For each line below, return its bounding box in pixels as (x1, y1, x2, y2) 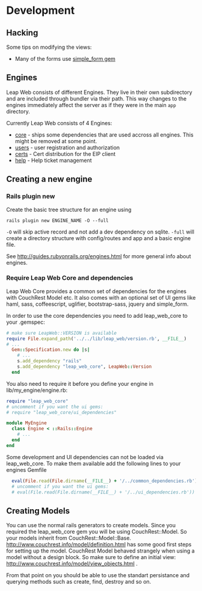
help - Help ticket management (14, 156, 92, 164)
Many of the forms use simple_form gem (14, 55, 116, 62)
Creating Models (6, 506, 70, 516)
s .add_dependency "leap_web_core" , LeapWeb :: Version (17, 364, 152, 370)
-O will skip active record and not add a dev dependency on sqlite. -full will (6, 228, 194, 235)
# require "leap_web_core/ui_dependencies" (6, 409, 117, 415)
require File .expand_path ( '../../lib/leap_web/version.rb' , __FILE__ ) (6, 335, 187, 342)
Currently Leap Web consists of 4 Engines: (6, 119, 112, 126)
